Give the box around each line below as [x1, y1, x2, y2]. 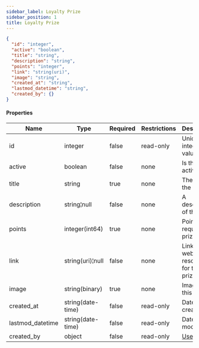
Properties [6, 109, 33, 116]
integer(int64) [64, 225, 104, 233]
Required [109, 124, 136, 133]
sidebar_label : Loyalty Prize [6, 8, 81, 15]
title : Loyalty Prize [6, 20, 60, 25]
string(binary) [64, 285, 102, 293]
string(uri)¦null [64, 257, 104, 265]
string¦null [64, 200, 92, 209]
